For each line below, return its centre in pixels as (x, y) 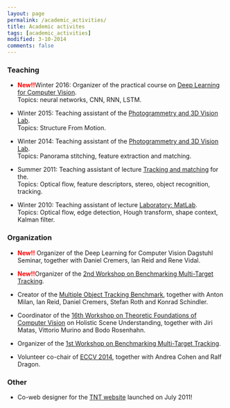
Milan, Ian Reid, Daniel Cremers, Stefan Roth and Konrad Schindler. (113, 301)
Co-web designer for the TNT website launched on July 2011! (105, 397)
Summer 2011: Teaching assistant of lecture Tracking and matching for (118, 170)
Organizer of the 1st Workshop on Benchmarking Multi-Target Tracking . (119, 343)
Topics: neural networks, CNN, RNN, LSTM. (79, 100)
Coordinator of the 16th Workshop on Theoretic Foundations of (107, 315)
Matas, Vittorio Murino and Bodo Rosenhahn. (81, 330)
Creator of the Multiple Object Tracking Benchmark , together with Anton (120, 294)
